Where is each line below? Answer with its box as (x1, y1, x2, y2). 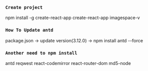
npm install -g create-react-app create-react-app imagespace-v (5, 15, 140, 21)
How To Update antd (5, 27, 53, 33)
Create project (5, 5, 43, 10)
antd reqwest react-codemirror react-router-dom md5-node (5, 60, 131, 66)
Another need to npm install (5, 50, 78, 56)
